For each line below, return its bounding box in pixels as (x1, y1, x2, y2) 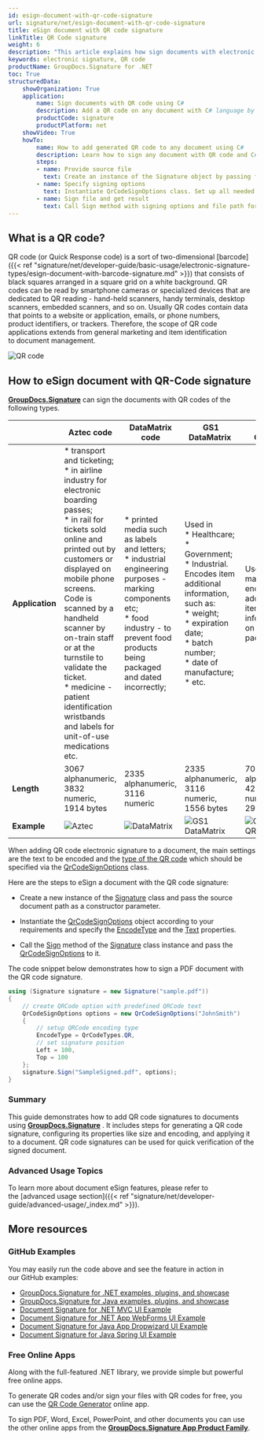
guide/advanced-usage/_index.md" (8, 1200, 123, 1209)
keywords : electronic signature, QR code (8, 56, 146, 64)
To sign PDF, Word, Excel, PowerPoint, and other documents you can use (8, 1414, 245, 1423)
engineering (124, 564, 169, 574)
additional (184, 579, 222, 589)
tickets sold (64, 524, 107, 534)
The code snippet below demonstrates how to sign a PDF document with (8, 964, 244, 973)
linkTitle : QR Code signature (8, 33, 108, 42)
